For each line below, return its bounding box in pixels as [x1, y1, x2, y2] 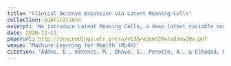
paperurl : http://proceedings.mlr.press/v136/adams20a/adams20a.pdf [7, 36, 208, 43]
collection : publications [7, 16, 81, 23]
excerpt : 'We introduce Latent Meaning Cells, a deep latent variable [7, 23, 214, 30]
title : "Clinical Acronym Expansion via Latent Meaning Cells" [7, 10, 192, 17]
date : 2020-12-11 [7, 29, 57, 36]
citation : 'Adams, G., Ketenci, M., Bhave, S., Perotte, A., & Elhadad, [7, 49, 220, 56]
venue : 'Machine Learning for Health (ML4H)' [7, 42, 140, 49]
